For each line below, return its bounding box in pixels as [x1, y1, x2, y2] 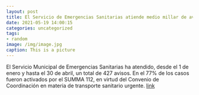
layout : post [6, 8, 38, 15]
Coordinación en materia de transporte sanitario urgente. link [6, 82, 155, 89]
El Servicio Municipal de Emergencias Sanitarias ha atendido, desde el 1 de [6, 63, 189, 70]
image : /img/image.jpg [6, 42, 62, 48]
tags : [6, 31, 20, 37]
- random [6, 36, 28, 42]
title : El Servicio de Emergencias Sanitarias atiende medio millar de [6, 14, 187, 20]
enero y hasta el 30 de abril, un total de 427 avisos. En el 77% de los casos [6, 69, 190, 77]
